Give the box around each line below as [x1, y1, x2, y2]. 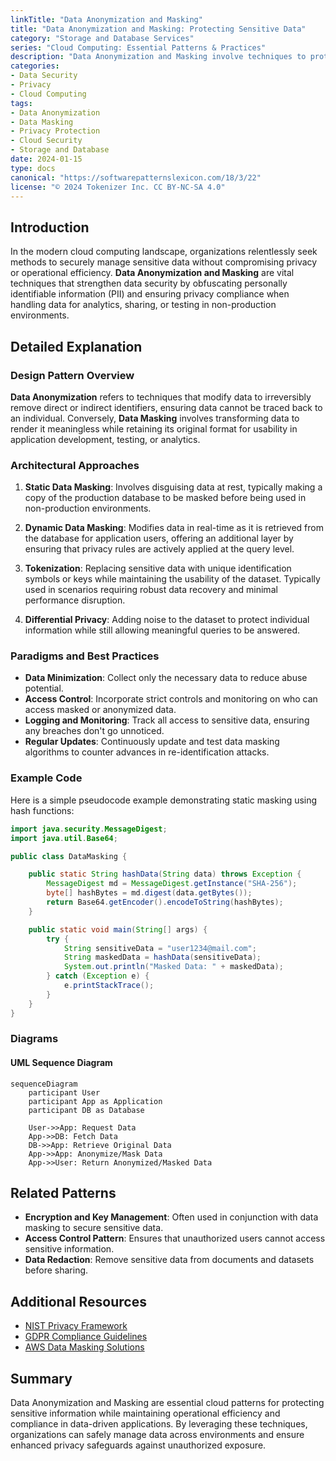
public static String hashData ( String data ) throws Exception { [28, 869, 302, 880]
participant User [28, 1087, 101, 1098]
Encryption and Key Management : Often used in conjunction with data [24, 1211, 319, 1223]
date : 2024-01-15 [10, 154, 83, 164]
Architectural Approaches [10, 458, 140, 472]
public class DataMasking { [10, 851, 128, 861]
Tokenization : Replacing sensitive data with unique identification [24, 562, 292, 575]
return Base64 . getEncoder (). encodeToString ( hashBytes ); [46, 897, 284, 908]
